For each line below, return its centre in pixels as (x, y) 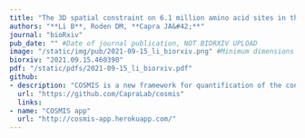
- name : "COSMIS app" (50, 111)
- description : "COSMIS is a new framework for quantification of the (146, 85)
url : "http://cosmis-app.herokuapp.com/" (97, 119)
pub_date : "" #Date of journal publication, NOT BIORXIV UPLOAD (133, 43)
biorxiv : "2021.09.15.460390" (67, 60)
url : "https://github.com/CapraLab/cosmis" (101, 94)
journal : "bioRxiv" (46, 34)
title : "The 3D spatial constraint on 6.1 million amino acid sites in (148, 18)
